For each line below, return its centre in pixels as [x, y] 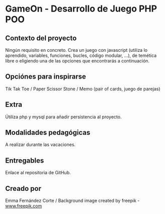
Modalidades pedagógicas [48, 133]
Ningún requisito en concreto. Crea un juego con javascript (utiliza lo [76, 50]
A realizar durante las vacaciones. [40, 145]
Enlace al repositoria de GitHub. [38, 173]
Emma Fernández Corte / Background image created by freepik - [72, 201]
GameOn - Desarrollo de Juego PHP [81, 9]
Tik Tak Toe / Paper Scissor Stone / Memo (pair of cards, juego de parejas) [83, 89]
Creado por [23, 189]
